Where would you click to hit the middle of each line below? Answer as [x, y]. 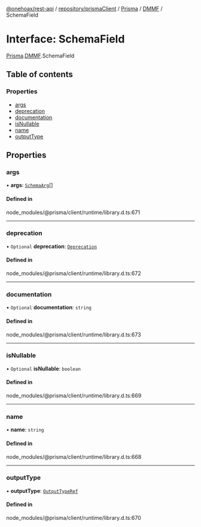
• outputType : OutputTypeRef [42, 491]
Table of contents [39, 74]
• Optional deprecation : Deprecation [52, 246]
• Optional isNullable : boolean [43, 368]
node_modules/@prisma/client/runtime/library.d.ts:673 [74, 334]
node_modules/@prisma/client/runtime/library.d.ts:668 [74, 456]
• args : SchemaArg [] [30, 185]
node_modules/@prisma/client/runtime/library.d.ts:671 [73, 212]
